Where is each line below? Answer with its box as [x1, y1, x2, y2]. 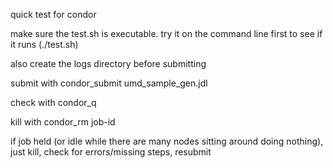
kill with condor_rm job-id [10, 116, 116, 128]
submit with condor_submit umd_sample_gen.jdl [10, 77, 208, 89]
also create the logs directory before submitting [10, 58, 207, 69]
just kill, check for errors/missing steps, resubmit [10, 146, 212, 158]
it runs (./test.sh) [10, 39, 79, 50]
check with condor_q [10, 97, 97, 108]
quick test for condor [10, 9, 97, 20]
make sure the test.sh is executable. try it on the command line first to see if [10, 28, 323, 39]
